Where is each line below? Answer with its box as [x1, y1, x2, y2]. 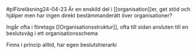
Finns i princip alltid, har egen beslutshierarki [6, 42, 117, 48]
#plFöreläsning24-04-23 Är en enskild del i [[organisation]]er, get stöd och [6, 6, 191, 12]
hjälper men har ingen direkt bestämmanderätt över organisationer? [6, 12, 173, 19]
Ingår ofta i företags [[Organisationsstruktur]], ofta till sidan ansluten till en [6, 24, 188, 30]
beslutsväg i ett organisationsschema [6, 30, 99, 37]
